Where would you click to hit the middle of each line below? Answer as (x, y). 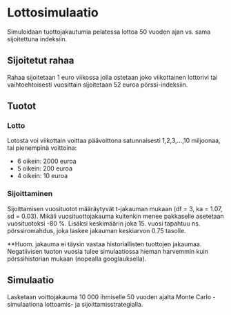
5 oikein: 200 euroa (44, 169)
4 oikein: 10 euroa (42, 176)
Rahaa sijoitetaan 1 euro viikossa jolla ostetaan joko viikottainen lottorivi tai (112, 77)
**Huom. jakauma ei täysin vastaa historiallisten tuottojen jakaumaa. (104, 244)
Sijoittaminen (30, 194)
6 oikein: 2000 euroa (47, 161)
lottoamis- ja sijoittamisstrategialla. (94, 304)
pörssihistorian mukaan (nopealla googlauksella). (77, 259)
